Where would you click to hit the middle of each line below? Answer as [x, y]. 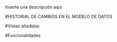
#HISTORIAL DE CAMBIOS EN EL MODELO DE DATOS [59, 16]
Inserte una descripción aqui [33, 7]
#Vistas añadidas [22, 26]
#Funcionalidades [23, 35]
